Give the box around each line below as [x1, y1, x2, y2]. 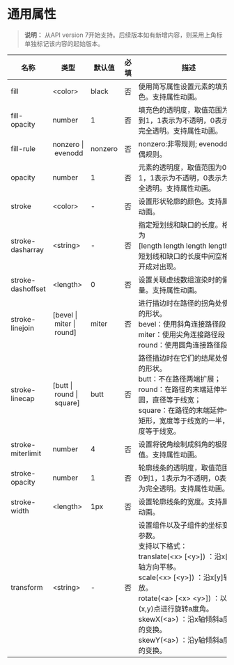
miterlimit [10, 448, 42, 458]
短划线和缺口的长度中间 [138, 251, 216, 261]
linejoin [10, 323, 35, 333]
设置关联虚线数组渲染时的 [138, 274, 223, 284]
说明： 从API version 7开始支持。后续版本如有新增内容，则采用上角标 [24, 31, 223, 39]
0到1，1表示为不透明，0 [138, 473, 219, 483]
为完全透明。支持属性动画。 [138, 483, 230, 493]
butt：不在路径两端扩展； [138, 374, 221, 384]
